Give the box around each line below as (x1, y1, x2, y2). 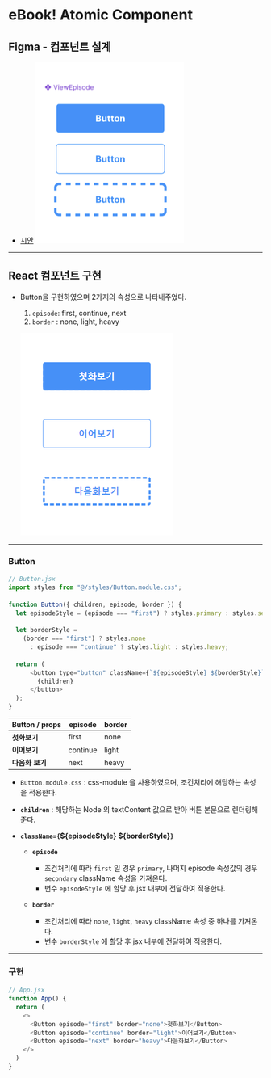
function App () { (8, 995, 67, 1003)
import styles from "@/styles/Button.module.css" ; (8, 583, 182, 592)
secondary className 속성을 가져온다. (44, 873, 168, 882)
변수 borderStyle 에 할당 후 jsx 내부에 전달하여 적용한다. (44, 936, 223, 946)
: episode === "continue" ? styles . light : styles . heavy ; (29, 643, 229, 651)
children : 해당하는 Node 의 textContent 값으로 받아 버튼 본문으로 (19, 804, 231, 814)
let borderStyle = (15, 626, 78, 634)
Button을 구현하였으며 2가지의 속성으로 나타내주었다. (19, 292, 187, 301)
